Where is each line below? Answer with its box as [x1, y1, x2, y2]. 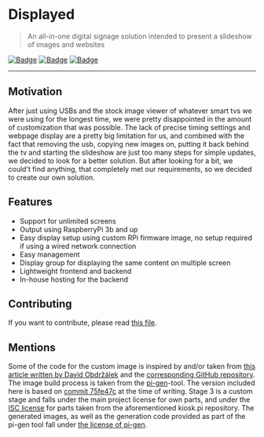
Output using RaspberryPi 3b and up [19, 224, 138, 234]
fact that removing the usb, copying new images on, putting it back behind [8, 139, 249, 148]
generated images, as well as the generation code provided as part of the [8, 412, 246, 421]
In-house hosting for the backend [19, 275, 128, 284]
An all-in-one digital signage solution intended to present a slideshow [27, 31, 253, 41]
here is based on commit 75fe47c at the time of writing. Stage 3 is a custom [8, 387, 253, 396]
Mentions [8, 340, 57, 354]
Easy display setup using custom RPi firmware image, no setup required [19, 233, 253, 242]
